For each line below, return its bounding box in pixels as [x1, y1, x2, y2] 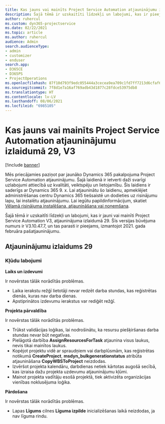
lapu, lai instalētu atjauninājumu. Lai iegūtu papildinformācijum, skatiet [5, 198, 147, 204]
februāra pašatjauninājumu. [5, 228, 61, 234]
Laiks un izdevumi [5, 268, 43, 274]
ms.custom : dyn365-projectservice [5, 21, 76, 26]
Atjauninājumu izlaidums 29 [5, 243, 93, 251]
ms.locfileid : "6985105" [5, 104, 56, 108]
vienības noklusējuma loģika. [12, 379, 71, 385]
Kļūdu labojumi [5, 257, 42, 264]
